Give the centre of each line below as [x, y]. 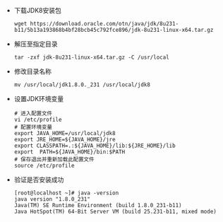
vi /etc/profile [38, 119]
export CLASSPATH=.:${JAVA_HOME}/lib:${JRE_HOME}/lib [95, 146]
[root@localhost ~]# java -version [66, 193]
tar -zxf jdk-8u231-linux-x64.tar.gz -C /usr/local [91, 57]
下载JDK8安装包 [37, 10]
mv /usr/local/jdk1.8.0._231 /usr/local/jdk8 [82, 85]
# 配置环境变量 [33, 127]
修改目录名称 [32, 71]
